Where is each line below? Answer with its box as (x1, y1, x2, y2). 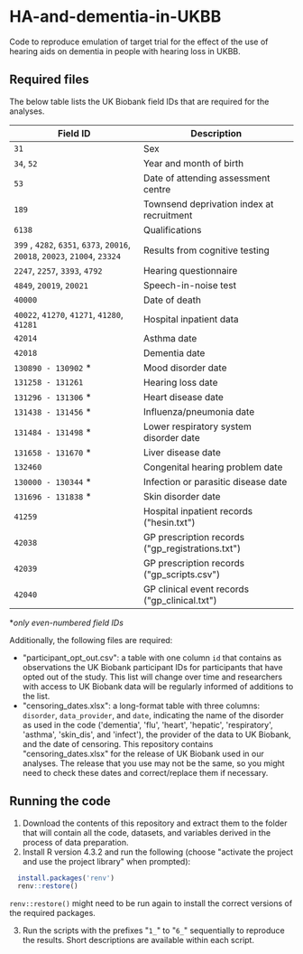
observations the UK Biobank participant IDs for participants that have (22, 661, 283, 672)
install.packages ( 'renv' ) (17, 874, 115, 883)
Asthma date (142, 332, 197, 344)
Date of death (142, 294, 201, 306)
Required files (9, 72, 89, 88)
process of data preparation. (22, 837, 129, 847)
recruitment (142, 209, 193, 221)
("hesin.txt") (142, 516, 196, 528)
